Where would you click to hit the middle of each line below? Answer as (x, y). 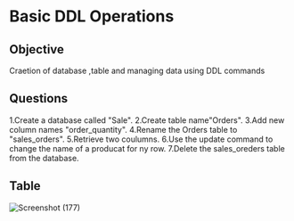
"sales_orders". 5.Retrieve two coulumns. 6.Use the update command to (141, 139)
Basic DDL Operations (92, 16)
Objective (37, 49)
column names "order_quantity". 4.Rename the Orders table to (123, 129)
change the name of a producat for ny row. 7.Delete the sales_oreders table (147, 148)
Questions (39, 98)
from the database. (44, 158)
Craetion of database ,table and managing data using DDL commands (137, 70)
